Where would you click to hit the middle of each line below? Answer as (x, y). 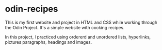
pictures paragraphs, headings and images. (49, 42)
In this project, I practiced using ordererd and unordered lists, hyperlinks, (78, 37)
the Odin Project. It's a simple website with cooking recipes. (65, 27)
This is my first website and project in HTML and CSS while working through (81, 22)
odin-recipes (32, 9)
